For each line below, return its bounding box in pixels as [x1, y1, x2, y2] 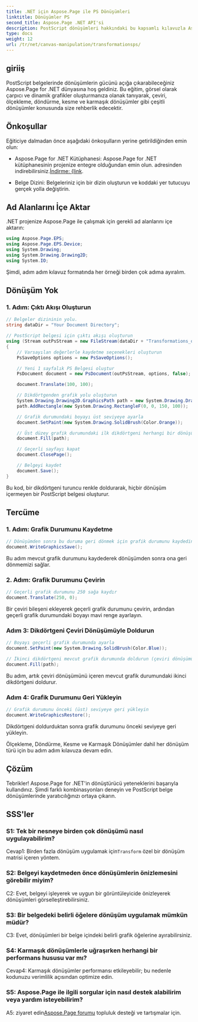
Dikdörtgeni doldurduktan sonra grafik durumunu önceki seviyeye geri [6, 722, 177, 730]
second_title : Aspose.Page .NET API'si [6, 20, 104, 25]
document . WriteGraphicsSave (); [6, 544, 83, 550]
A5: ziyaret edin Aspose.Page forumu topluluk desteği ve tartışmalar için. [6, 1009, 181, 1016]
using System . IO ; [6, 258, 49, 264]
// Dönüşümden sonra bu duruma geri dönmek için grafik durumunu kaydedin [6, 538, 194, 544]
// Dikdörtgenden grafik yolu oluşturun [16, 392, 117, 398]
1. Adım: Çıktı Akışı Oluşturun [6, 303, 91, 311]
